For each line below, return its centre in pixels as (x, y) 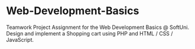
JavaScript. (20, 40)
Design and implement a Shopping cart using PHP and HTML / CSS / (90, 33)
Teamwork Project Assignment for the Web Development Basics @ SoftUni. (98, 27)
